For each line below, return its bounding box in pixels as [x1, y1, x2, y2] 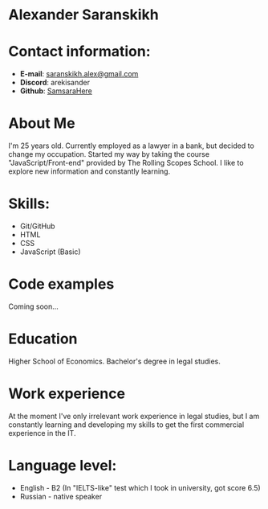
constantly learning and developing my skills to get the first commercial [8, 420, 245, 429]
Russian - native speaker [19, 491, 103, 501]
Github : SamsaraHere [19, 86, 92, 96]
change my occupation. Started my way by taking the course [8, 150, 210, 159]
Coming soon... [8, 302, 59, 311]
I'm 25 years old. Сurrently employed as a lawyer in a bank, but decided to [8, 141, 254, 150]
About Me [8, 114, 75, 133]
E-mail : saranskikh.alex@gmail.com [19, 69, 139, 79]
